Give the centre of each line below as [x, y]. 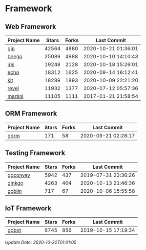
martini [15, 96]
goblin [15, 191]
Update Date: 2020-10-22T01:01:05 [41, 242]
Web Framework [31, 27]
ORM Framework [31, 114]
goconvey [19, 175]
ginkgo [15, 183]
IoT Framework [28, 208]
